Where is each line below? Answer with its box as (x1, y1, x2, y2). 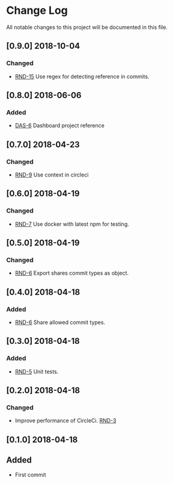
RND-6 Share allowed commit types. (14, 319, 106, 326)
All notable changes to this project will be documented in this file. (6, 23, 168, 31)
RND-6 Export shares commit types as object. (14, 269, 129, 277)
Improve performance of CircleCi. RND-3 (14, 417, 117, 425)
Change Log (6, 4, 68, 17)
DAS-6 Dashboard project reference (14, 122, 105, 129)
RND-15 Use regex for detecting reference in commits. (14, 73, 150, 80)
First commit (14, 471, 46, 478)
